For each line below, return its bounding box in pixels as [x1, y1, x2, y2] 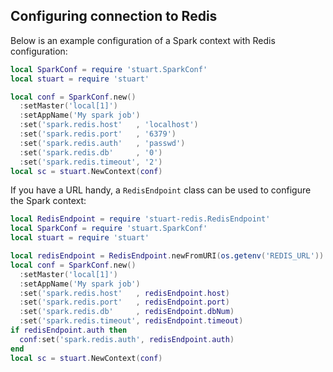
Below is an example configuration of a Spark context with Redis [10, 34, 276, 46]
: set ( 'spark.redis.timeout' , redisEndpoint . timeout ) [19, 316, 244, 326]
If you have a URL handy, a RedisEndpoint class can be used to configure [10, 184, 312, 196]
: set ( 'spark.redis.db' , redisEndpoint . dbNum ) [19, 307, 235, 317]
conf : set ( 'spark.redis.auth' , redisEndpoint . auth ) [19, 334, 235, 344]
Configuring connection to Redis [10, 8, 218, 25]
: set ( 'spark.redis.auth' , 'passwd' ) [19, 138, 186, 148]
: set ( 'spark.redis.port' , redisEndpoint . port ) [19, 297, 230, 308]
